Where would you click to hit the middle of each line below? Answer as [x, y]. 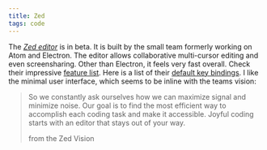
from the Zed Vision [61, 138]
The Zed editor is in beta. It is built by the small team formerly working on [130, 46]
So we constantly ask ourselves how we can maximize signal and [137, 96]
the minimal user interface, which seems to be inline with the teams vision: [132, 81]
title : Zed [27, 16]
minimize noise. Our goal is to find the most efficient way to [127, 105]
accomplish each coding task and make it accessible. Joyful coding [141, 114]
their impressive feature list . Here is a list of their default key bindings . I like [133, 72]
